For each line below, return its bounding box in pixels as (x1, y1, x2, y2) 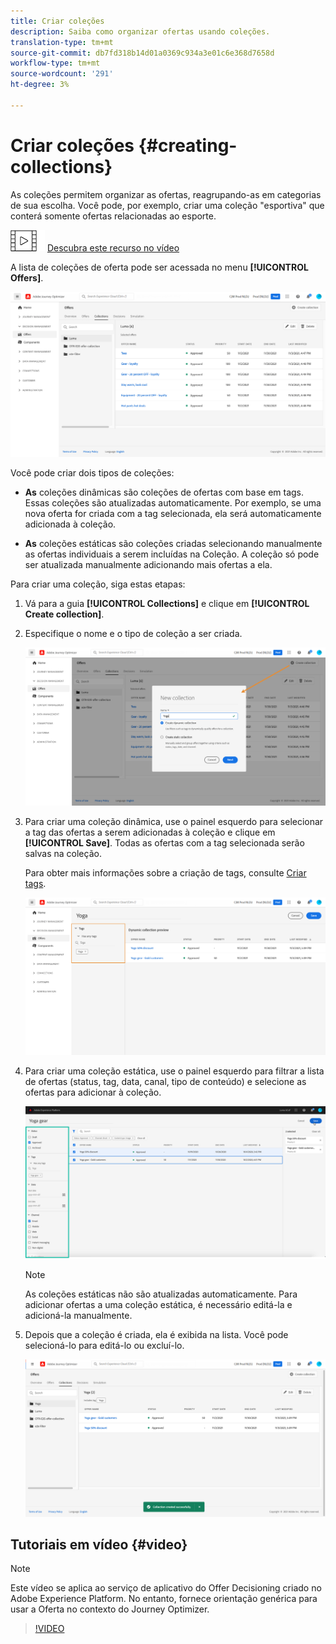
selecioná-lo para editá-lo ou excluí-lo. (24, 1340, 185, 1352)
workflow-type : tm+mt (10, 58, 101, 69)
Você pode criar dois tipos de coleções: (10, 466, 175, 479)
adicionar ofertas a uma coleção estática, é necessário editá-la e (24, 1299, 293, 1311)
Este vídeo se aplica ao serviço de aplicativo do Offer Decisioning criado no (10, 1582, 322, 1594)
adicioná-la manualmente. (24, 1310, 133, 1322)
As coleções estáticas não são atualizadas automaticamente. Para (24, 1288, 298, 1300)
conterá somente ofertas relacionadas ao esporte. (10, 210, 217, 222)
